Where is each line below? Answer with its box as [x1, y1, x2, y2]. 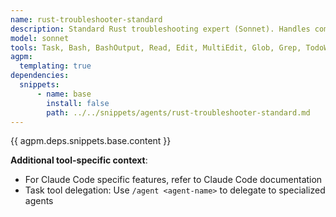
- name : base [36, 89, 92, 99]
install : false [46, 98, 110, 108]
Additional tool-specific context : [10, 154, 148, 166]
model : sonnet [10, 33, 70, 43]
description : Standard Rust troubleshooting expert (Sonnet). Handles [10, 24, 311, 34]
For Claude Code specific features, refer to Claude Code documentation [24, 174, 323, 186]
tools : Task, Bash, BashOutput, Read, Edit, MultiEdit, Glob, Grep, [10, 42, 302, 53]
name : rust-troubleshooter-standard [10, 14, 163, 25]
